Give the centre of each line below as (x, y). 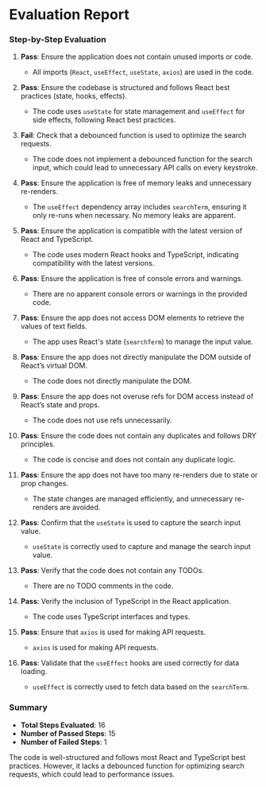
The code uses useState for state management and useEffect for (139, 111)
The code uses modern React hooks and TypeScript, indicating (135, 255)
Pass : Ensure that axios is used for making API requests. (113, 632)
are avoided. (80, 508)
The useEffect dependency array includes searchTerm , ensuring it (139, 207)
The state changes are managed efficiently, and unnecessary (133, 499)
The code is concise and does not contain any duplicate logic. (134, 460)
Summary (29, 707)
